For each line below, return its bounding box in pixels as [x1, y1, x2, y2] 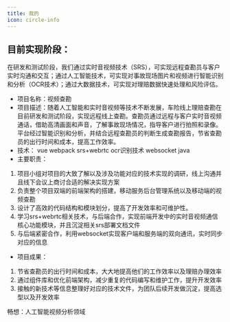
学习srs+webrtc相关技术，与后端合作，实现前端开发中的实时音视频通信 [16, 212, 218, 220]
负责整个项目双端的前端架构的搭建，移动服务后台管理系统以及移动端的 [16, 187, 216, 195]
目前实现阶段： [7, 43, 71, 55]
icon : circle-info [7, 16, 60, 23]
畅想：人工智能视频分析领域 [7, 308, 86, 316]
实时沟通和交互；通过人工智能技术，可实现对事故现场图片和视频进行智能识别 [7, 71, 224, 80]
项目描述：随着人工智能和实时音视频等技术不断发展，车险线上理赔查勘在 [16, 104, 222, 112]
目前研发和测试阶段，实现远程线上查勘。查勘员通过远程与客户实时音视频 [16, 112, 222, 120]
